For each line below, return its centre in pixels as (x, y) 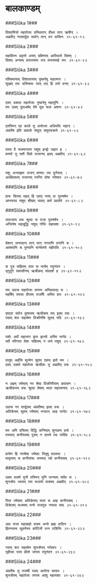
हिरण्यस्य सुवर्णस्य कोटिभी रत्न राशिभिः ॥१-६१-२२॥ (45, 529)
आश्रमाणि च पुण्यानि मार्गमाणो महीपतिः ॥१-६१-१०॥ (44, 247)
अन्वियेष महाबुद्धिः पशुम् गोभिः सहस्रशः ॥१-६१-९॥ (43, 224)
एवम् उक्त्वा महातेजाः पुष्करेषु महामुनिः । (35, 103)
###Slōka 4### (22, 93)
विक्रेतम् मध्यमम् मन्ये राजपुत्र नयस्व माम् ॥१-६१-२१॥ (46, 505)
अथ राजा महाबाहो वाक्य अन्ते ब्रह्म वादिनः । (38, 524)
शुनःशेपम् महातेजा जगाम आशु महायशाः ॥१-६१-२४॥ (45, 575)
